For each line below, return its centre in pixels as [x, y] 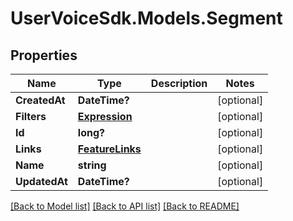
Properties [44, 55]
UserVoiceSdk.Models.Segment [146, 18]
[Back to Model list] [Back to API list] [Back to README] [125, 206]
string [92, 165]
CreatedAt [40, 100]
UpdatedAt [41, 181]
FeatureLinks [109, 149]
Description [179, 83]
